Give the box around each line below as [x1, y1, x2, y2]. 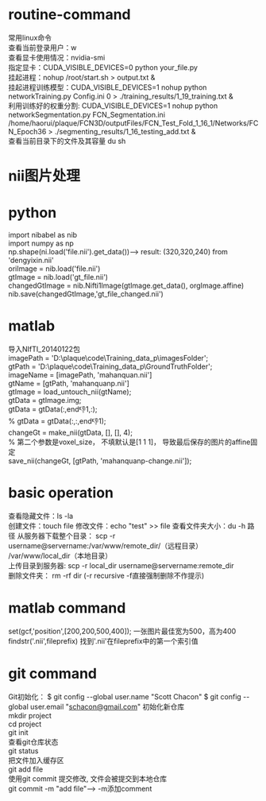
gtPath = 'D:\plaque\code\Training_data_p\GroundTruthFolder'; [8, 362, 213, 371]
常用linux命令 [8, 33, 52, 42]
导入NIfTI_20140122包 [8, 344, 81, 354]
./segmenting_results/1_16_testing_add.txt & [54, 126, 196, 136]
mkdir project [8, 710, 52, 720]
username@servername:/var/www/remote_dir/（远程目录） [8, 540, 202, 550]
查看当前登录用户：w [8, 42, 77, 52]
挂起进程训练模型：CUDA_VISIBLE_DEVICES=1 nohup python [8, 82, 207, 92]
